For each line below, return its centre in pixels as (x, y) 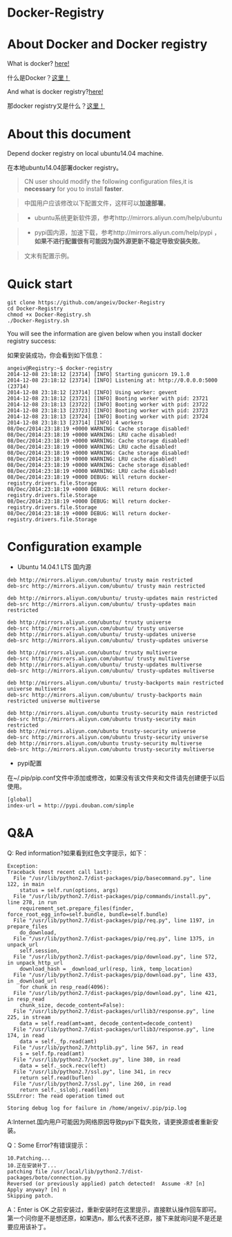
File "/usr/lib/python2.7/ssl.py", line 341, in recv (92, 1072)
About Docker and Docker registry (107, 45)
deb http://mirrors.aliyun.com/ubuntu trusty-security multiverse (105, 743)
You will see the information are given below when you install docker (105, 334)
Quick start (40, 284)
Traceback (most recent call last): (60, 872)
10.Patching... (29, 1158)
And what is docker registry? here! (55, 92)
